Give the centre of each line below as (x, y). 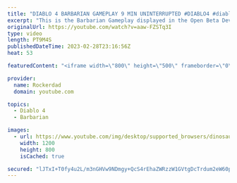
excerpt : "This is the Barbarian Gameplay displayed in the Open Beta (113, 20)
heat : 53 (20, 53)
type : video (25, 33)
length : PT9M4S (30, 40)
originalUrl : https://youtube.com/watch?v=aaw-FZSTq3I (90, 27)
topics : (19, 104)
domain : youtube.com (44, 91)
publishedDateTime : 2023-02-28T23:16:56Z (69, 46)
